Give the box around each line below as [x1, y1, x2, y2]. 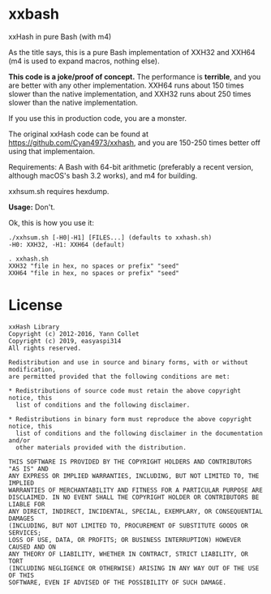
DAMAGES [8, 514, 35, 523]
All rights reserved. [8, 344, 82, 352]
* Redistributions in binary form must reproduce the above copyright [8, 415, 252, 423]
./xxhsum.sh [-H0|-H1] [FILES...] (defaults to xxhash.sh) [8, 233, 213, 242]
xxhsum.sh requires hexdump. [8, 186, 110, 196]
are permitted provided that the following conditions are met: [8, 372, 230, 381]
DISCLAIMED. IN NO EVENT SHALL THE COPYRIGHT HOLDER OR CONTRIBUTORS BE [8, 493, 260, 501]
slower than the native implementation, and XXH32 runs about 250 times [8, 88, 252, 98]
